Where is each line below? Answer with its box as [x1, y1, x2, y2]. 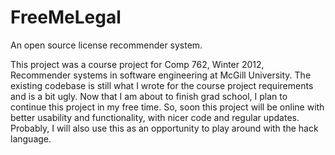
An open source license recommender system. [10, 39, 203, 51]
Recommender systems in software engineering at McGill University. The [10, 69, 312, 81]
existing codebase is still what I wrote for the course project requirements [10, 79, 314, 91]
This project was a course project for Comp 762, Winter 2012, [10, 58, 265, 70]
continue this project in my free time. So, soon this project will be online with [10, 101, 325, 113]
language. [10, 132, 52, 145]
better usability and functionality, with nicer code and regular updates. [10, 111, 300, 123]
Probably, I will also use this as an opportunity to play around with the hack [10, 122, 319, 134]
